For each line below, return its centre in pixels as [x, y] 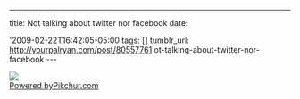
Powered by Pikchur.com [54, 85]
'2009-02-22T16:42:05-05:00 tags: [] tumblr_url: [99, 40]
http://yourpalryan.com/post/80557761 [81, 49]
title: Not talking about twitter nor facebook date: [99, 23]
